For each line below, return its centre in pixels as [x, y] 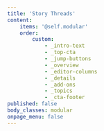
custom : [43, 40]
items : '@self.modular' [54, 26]
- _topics [58, 91]
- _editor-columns [71, 71]
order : [29, 33]
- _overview [61, 65]
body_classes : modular [40, 110]
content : [20, 20]
